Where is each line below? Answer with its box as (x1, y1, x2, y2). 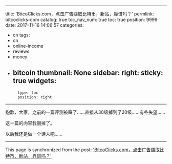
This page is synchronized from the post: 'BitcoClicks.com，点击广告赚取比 (5, 147, 165, 153)
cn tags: (12, 32, 30, 38)
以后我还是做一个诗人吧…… (5, 131, 63, 137)
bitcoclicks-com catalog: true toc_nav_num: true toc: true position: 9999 (5, 16, 158, 23)
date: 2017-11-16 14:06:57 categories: (5, 22, 84, 28)
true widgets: (12, 76, 57, 85)
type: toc (17, 90, 38, 95)
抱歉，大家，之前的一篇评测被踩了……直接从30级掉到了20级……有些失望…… (5, 109, 165, 115)
